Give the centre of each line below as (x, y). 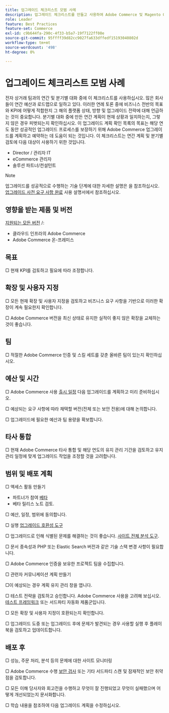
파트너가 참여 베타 (30, 498)
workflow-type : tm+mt (28, 43)
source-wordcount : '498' (31, 47)
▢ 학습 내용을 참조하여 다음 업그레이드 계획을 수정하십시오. (63, 705)
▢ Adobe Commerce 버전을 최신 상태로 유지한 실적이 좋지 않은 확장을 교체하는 (83, 318)
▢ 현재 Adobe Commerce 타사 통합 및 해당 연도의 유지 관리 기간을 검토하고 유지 (84, 450)
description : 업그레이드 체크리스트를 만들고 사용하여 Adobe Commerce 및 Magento (83, 15)
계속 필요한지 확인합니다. (39, 307)
